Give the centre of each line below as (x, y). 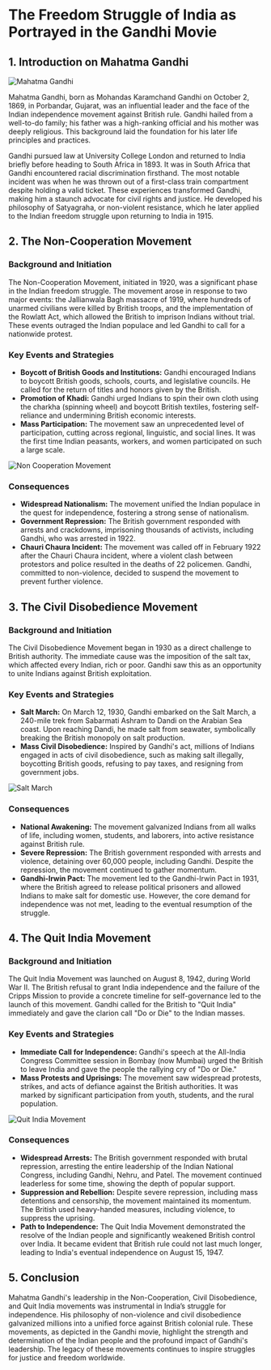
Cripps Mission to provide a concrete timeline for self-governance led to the (135, 996)
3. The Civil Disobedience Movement (103, 607)
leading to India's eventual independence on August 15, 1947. (122, 1252)
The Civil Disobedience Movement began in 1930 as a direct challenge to (130, 647)
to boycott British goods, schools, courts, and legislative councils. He (135, 381)
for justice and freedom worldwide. (67, 1357)
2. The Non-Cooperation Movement (100, 242)
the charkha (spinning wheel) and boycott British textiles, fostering (131, 406)
